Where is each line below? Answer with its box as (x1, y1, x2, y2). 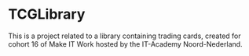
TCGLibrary (8, 5, 86, 23)
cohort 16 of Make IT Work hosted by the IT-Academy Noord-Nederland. (8, 39, 243, 48)
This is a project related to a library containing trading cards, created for (8, 31, 241, 40)
